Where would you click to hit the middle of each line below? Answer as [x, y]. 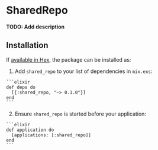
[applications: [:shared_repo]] [51, 135]
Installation [27, 45]
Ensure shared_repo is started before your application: [80, 114]
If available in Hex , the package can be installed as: [69, 59]
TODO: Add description [36, 27]
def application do [30, 130]
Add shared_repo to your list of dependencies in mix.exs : [83, 71]
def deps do [21, 87]
